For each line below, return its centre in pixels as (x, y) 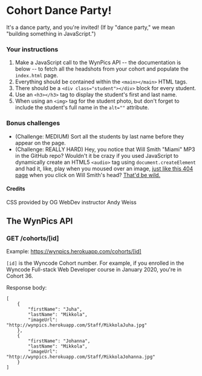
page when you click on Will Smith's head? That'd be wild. (88, 175)
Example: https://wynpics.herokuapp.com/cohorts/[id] (74, 251)
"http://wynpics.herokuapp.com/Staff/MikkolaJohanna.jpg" (81, 357)
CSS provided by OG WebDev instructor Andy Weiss (72, 202)
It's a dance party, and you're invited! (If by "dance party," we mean (91, 27)
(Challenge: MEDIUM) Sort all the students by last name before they (99, 136)
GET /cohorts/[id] (33, 238)
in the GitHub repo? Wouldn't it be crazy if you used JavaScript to (97, 155)
